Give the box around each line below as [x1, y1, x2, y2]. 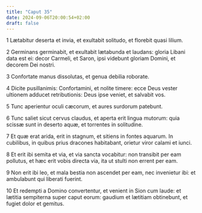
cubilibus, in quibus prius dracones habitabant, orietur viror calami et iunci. [6, 139, 192, 146]
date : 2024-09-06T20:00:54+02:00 [6, 15, 90, 21]
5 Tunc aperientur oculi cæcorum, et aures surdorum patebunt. [6, 103, 163, 110]
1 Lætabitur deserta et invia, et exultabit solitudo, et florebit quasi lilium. [6, 37, 183, 44]
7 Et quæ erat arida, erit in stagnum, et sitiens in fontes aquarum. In [6, 133, 174, 140]
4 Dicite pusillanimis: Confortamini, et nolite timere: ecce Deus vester [6, 85, 178, 92]
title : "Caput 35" [6, 8, 52, 15]
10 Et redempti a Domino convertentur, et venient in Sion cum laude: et [6, 187, 181, 194]
